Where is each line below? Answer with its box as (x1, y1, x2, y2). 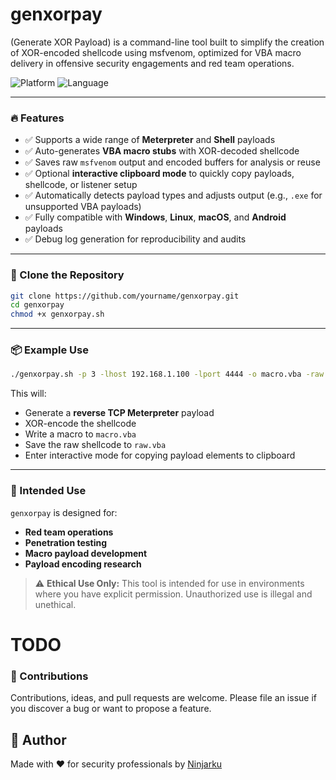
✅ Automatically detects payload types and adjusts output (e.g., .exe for (24, 189, 323, 202)
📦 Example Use (10, 343, 89, 357)
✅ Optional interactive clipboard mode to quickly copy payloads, (24, 168, 295, 180)
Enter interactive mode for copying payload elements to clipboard (24, 449, 296, 462)
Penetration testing (24, 536, 108, 548)
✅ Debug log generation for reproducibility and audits (24, 233, 247, 245)
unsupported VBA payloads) (24, 201, 142, 213)
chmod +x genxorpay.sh (10, 309, 105, 320)
